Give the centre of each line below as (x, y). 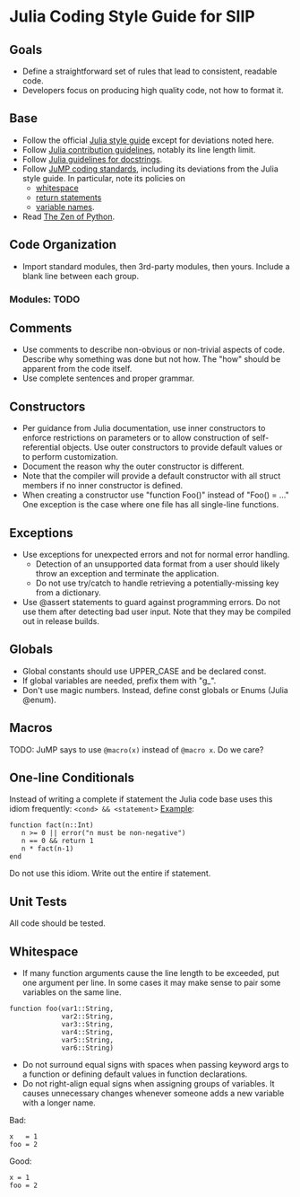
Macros (31, 728)
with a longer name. (59, 1103)
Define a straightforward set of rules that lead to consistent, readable (150, 71)
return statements (69, 197)
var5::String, (88, 1040)
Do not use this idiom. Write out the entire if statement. (110, 874)
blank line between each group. (81, 276)
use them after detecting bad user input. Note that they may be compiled (156, 612)
